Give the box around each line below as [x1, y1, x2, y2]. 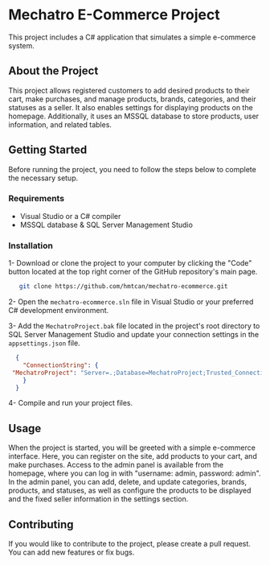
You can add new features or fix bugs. [8, 547, 135, 557]
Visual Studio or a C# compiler [19, 211, 121, 221]
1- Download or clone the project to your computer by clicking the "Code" [8, 258, 252, 268]
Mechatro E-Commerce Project [8, 6, 221, 24]
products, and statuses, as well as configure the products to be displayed [8, 485, 252, 496]
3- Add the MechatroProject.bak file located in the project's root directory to [8, 321, 260, 331]
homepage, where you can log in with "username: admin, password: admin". [8, 468, 261, 478]
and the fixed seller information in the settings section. [8, 494, 189, 504]
